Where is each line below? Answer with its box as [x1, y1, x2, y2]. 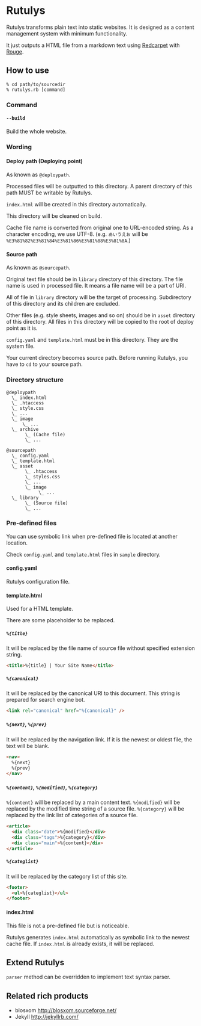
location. [6, 539, 28, 546]
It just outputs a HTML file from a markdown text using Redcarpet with [6, 42, 180, 49]
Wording [6, 143, 32, 151]
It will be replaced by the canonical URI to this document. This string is [6, 690, 181, 697]
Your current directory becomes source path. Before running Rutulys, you [6, 354, 188, 362]
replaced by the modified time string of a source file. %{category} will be [6, 805, 185, 812]
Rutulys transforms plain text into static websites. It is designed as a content [6, 23, 194, 31]
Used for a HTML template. [6, 605, 73, 613]
